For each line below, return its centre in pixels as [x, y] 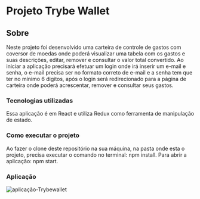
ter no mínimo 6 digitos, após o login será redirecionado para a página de [96, 79]
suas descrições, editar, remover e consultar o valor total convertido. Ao [95, 60]
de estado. [19, 120]
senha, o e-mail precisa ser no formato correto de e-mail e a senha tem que [99, 72]
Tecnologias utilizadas [40, 101]
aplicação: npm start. [32, 161]
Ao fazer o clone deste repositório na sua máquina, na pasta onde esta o [96, 148]
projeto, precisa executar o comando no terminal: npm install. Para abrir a [96, 155]
